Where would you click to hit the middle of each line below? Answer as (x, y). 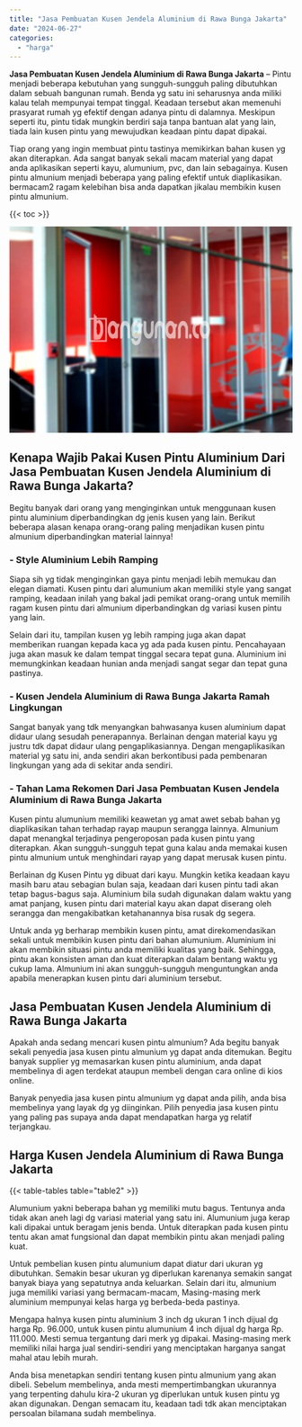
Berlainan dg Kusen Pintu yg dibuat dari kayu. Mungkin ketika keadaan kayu (150, 875)
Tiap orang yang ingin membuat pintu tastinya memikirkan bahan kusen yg (147, 149)
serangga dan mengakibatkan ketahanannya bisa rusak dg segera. (133, 914)
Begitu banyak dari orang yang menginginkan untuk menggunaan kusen (143, 507)
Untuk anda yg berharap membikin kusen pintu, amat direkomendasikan (142, 931)
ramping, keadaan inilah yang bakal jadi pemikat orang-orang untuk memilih (150, 598)
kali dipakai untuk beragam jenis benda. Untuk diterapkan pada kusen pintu (149, 1227)
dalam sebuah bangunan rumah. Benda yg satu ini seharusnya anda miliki (145, 94)
